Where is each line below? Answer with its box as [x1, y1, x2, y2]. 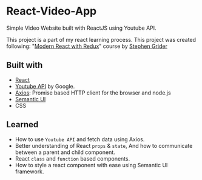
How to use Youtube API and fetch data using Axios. [15, 135, 145, 143]
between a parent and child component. [15, 148, 115, 156]
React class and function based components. [15, 155, 130, 162]
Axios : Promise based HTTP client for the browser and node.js [15, 89, 171, 96]
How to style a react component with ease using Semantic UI [15, 161, 168, 168]
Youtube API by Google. [15, 82, 75, 90]
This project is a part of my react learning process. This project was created [6, 36, 196, 43]
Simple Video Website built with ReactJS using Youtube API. [6, 24, 157, 32]
